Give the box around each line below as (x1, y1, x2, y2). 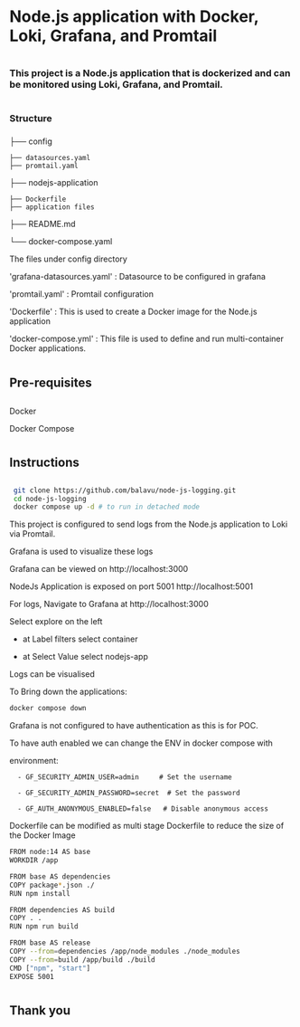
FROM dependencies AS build (9, 905, 116, 915)
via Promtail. (9, 528, 56, 539)
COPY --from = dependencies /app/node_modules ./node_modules (9, 947, 241, 956)
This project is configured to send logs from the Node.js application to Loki (9, 518, 288, 530)
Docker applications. (9, 343, 87, 354)
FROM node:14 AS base (9, 848, 91, 857)
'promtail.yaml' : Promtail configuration (9, 289, 154, 300)
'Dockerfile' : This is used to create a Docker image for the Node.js (9, 306, 258, 318)
